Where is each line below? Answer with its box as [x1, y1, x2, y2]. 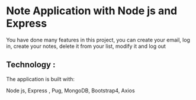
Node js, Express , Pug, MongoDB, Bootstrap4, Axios [6, 87, 135, 94]
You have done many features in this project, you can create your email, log [6, 36, 191, 43]
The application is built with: [6, 75, 75, 82]
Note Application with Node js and [6, 4, 178, 18]
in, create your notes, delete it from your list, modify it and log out [6, 43, 166, 50]
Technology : [6, 60, 56, 70]
